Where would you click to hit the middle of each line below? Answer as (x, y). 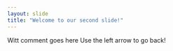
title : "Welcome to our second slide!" (65, 20)
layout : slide (28, 14)
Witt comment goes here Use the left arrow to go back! (86, 40)
